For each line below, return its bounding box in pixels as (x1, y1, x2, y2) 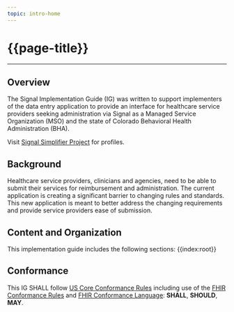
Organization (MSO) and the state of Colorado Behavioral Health (7, 117, 192, 125)
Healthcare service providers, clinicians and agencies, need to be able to (7, 177, 217, 185)
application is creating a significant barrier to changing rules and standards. (7, 192, 225, 200)
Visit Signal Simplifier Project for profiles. (7, 138, 125, 146)
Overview (7, 76, 51, 88)
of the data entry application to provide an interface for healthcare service (7, 102, 221, 111)
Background (7, 158, 61, 170)
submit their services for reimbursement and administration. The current (7, 184, 214, 192)
